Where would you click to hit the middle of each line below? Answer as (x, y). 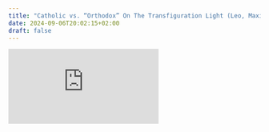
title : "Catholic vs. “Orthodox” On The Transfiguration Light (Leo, (127, 16)
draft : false (30, 30)
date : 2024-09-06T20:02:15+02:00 (64, 23)
